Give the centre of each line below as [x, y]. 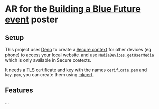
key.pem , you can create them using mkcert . [50, 75]
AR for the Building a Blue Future [73, 9]
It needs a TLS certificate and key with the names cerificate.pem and [76, 70]
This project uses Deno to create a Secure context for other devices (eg [78, 50]
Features [19, 91]
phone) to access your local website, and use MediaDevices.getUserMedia [79, 55]
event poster [32, 19]
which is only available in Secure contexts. [48, 60]
